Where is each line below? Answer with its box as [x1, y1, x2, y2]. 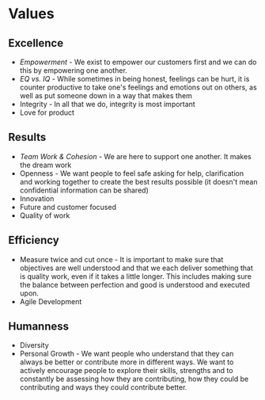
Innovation [19, 193, 55, 203]
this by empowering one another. [19, 66, 128, 75]
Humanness [8, 320, 70, 333]
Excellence [8, 36, 64, 50]
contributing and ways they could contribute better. [19, 383, 187, 392]
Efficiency [8, 234, 59, 247]
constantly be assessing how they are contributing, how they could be [19, 374, 249, 384]
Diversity [19, 341, 49, 350]
